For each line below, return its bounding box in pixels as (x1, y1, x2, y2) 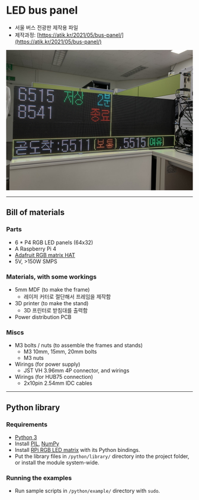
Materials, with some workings (6, 273, 97, 281)
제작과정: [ (14, 31, 40, 39)
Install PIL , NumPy (14, 440, 59, 447)
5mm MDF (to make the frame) (14, 286, 90, 293)
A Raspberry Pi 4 (14, 245, 56, 252)
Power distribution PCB (14, 313, 72, 321)
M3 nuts (23, 355, 44, 362)
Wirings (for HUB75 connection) (14, 374, 94, 381)
